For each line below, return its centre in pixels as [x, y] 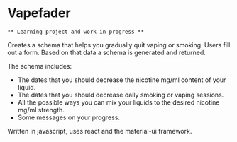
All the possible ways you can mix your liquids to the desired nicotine [118, 102]
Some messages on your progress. [69, 117]
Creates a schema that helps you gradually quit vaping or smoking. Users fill [119, 45]
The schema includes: [40, 66]
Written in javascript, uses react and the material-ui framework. [100, 131]
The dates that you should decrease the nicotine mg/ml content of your [122, 80]
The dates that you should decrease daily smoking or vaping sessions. [121, 95]
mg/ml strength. [41, 110]
